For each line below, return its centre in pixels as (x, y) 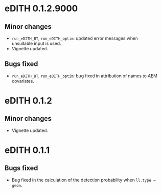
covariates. (23, 81)
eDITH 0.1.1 (27, 150)
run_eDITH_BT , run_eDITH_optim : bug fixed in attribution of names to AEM (84, 76)
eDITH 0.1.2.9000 (41, 9)
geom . (17, 185)
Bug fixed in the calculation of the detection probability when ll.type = (84, 180)
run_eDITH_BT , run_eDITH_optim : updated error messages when (75, 38)
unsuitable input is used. (36, 43)
